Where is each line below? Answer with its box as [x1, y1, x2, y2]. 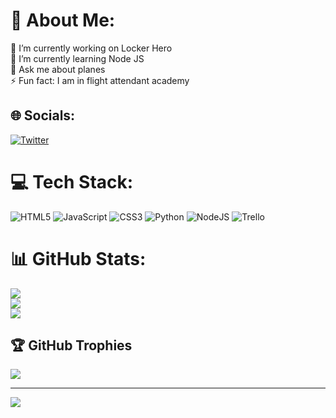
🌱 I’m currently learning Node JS [10, 52, 145, 64]
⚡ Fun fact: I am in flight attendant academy [10, 74, 190, 86]
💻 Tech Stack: [10, 170, 134, 193]
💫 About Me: [10, 9, 116, 32]
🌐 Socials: [10, 107, 76, 124]
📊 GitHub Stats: [10, 247, 147, 270]
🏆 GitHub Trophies [10, 337, 133, 354]
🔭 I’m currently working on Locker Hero [10, 42, 173, 54]
